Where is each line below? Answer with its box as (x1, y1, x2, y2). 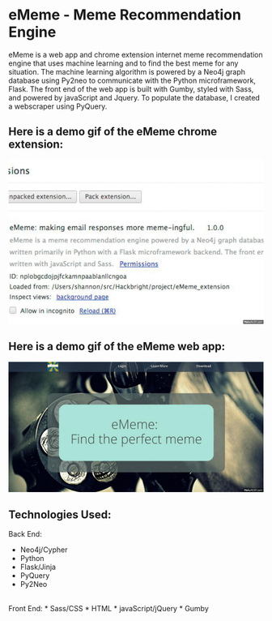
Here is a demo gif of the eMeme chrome (8, 125, 218, 139)
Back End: (8, 529, 42, 539)
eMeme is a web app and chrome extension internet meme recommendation (8, 49, 263, 59)
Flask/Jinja (19, 562, 57, 572)
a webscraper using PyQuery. (8, 101, 108, 111)
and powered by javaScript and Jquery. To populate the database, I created (8, 92, 261, 102)
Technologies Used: (8, 508, 112, 522)
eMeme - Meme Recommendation (8, 6, 241, 24)
